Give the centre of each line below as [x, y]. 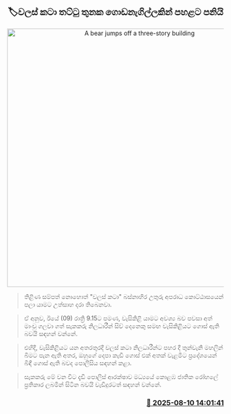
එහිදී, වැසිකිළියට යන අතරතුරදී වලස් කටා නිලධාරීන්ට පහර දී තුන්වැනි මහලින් [123, 347]
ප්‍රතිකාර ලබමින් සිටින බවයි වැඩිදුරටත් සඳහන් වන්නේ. [92, 384]
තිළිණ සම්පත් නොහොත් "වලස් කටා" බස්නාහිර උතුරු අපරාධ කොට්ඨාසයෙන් [124, 296]
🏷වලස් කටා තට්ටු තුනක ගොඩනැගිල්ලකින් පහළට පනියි [115, 12]
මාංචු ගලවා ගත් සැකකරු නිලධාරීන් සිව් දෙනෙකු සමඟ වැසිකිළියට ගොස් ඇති [122, 326]
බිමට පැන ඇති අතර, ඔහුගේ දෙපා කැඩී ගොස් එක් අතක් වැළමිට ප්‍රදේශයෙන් [120, 355]
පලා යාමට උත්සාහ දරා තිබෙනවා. [68, 304]
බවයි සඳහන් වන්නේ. [51, 333]
